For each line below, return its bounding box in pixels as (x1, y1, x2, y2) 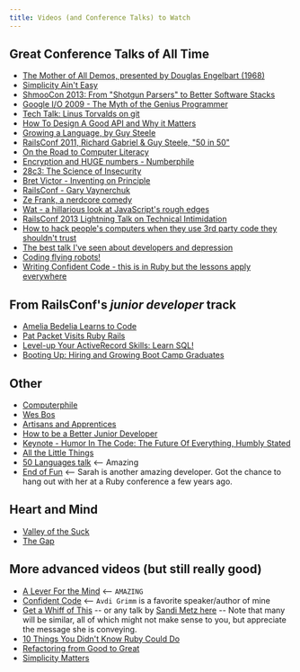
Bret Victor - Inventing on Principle (22, 175, 151, 186)
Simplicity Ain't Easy (22, 80, 99, 91)
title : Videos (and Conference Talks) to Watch (9, 13, 191, 22)
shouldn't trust (22, 233, 77, 244)
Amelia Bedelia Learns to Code (22, 321, 137, 332)
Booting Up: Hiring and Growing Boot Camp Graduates (22, 350, 225, 361)
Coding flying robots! (22, 252, 101, 263)
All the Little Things (22, 447, 94, 459)
